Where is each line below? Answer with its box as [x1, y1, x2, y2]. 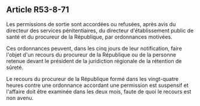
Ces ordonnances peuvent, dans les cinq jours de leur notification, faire [6, 45, 182, 52]
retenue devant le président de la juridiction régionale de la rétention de [6, 57, 182, 64]
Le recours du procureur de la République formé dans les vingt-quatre [6, 75, 179, 82]
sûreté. [6, 64, 24, 71]
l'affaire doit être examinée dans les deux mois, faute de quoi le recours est [6, 88, 192, 95]
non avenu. [6, 94, 34, 101]
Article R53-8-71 [6, 5, 69, 15]
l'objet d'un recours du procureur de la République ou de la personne [6, 51, 176, 58]
